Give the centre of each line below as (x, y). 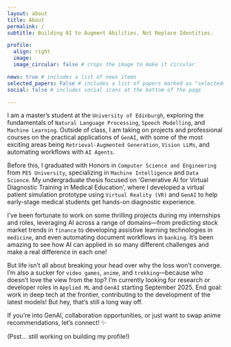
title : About (26, 20)
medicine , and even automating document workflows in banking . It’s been (110, 237)
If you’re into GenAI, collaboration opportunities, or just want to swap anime (114, 315)
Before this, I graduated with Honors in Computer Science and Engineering (112, 166)
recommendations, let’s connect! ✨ (57, 323)
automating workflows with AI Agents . (61, 152)
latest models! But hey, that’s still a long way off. (75, 302)
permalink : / (26, 26)
